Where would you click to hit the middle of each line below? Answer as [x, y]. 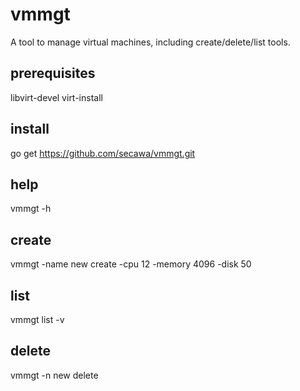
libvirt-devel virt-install [56, 97]
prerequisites [53, 73]
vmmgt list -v [37, 319]
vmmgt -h [31, 209]
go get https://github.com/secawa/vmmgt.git [103, 153]
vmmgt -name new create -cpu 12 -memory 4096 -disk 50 [131, 264]
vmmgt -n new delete [54, 375]
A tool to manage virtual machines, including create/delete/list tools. [150, 42]
